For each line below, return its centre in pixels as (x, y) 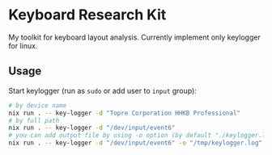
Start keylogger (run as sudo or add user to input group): (102, 90)
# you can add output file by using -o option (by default (110, 136)
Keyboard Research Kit (87, 15)
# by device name (38, 105)
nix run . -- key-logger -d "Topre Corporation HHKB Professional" (125, 113)
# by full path (34, 120)
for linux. (23, 45)
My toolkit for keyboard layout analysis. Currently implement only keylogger (134, 37)
